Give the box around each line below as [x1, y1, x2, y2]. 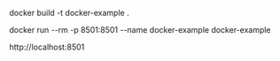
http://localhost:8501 [9, 42, 85, 52]
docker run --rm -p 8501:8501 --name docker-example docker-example [9, 25, 272, 34]
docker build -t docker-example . [9, 8, 130, 18]
